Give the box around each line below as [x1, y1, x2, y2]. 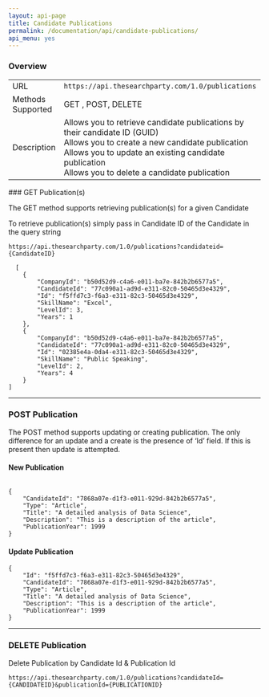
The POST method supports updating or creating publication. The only [8, 427, 241, 437]
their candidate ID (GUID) [63, 126, 159, 137]
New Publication [8, 463, 64, 472]
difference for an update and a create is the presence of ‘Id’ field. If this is [8, 435, 251, 446]
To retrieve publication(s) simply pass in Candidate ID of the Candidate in [8, 218, 250, 228]
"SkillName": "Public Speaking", [37, 355, 149, 363]
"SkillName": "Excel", [37, 299, 113, 307]
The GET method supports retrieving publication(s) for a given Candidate [8, 202, 250, 213]
